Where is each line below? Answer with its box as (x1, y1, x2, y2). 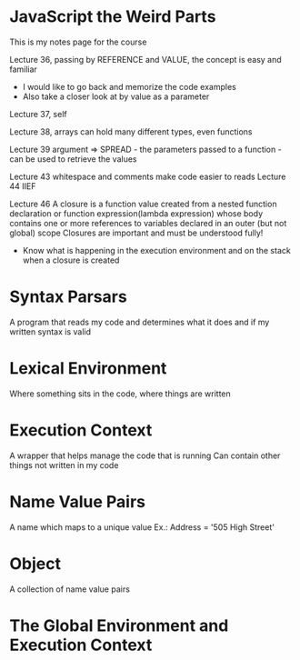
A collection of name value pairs (9, 584, 130, 595)
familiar (9, 64, 38, 75)
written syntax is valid (9, 325, 92, 337)
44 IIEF (9, 180, 36, 192)
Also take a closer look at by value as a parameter (22, 91, 210, 102)
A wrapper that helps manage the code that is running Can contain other (9, 450, 281, 461)
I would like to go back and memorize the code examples (22, 81, 236, 92)
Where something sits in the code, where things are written (9, 388, 232, 399)
